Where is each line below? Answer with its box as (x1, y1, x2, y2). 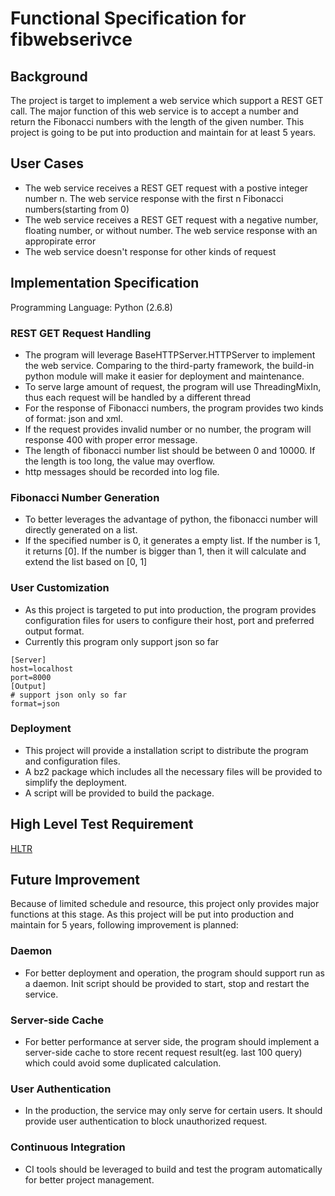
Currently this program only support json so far (24, 635, 219, 647)
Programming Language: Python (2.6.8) (10, 301, 173, 313)
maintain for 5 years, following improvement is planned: (10, 919, 239, 931)
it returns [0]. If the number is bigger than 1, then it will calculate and (24, 545, 307, 557)
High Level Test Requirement (10, 816, 194, 833)
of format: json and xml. (24, 412, 123, 424)
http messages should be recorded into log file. (24, 465, 220, 477)
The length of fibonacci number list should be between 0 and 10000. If (24, 444, 316, 456)
